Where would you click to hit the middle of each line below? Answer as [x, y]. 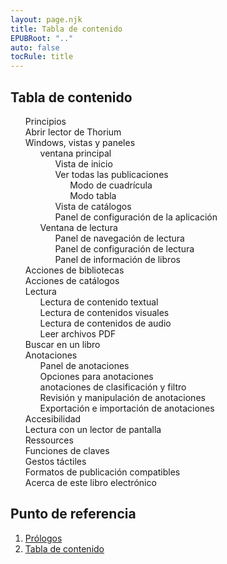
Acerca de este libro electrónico [90, 482]
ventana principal [75, 153]
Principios [45, 121]
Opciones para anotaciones [96, 376]
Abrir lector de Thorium [73, 132]
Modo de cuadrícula [111, 185]
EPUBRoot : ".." [42, 38]
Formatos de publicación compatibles [102, 472]
